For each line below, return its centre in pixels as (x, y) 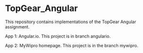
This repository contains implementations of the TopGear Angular (71, 22)
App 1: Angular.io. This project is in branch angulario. (58, 36)
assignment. (18, 26)
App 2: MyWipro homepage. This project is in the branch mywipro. (72, 45)
